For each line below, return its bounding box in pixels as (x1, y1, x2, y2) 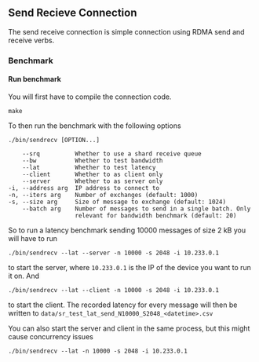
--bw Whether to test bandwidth (22, 156, 163, 164)
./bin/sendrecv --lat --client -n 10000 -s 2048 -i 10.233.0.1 (8, 286, 220, 294)
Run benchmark (8, 75, 61, 84)
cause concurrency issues (8, 331, 94, 341)
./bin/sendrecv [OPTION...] (8, 136, 100, 144)
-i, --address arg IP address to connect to (8, 184, 159, 192)
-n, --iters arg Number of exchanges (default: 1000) (8, 191, 199, 199)
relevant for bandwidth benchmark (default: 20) (75, 211, 237, 219)
